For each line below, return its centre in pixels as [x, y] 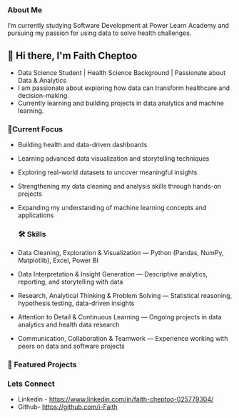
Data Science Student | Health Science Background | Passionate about [122, 73]
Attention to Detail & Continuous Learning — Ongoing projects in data [119, 317]
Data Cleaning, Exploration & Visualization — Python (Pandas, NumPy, [121, 252]
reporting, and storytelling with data [70, 282]
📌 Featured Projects [42, 364]
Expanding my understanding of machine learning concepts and [112, 208]
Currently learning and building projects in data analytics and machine [121, 103]
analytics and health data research [68, 324]
